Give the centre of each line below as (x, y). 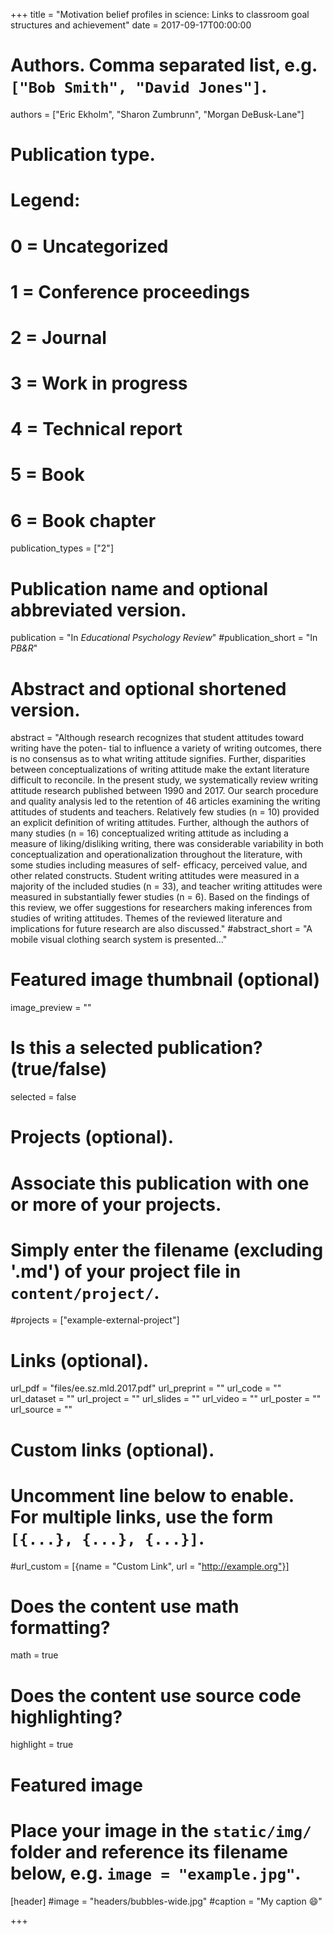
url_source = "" (41, 1410)
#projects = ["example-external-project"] (95, 1320)
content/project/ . (85, 1292)
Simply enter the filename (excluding (167, 1250)
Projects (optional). (92, 1137)
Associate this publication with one (160, 1183)
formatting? (60, 1627)
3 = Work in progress (99, 383)
